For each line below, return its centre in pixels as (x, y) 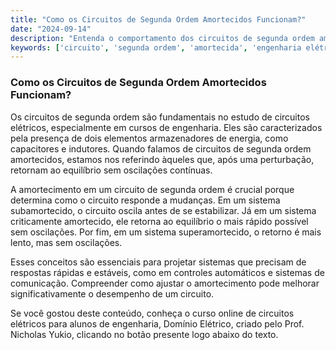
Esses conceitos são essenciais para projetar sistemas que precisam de (158, 262)
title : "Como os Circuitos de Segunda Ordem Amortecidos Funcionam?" (158, 19)
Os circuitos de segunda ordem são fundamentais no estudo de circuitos (160, 117)
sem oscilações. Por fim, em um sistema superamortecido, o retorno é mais (166, 232)
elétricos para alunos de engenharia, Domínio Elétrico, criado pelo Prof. (157, 323)
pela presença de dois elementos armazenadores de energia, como (149, 138)
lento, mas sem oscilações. (66, 242)
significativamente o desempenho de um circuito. (112, 293)
